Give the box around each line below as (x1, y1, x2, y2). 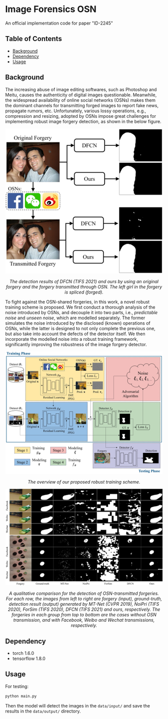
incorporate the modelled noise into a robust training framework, (5, 336, 138, 342)
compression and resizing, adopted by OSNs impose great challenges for (5, 113, 156, 119)
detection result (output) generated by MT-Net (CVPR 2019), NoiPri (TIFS (8, 601, 159, 607)
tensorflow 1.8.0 (12, 655, 46, 661)
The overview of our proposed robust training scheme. (27, 479, 140, 485)
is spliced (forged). (64, 289, 103, 295)
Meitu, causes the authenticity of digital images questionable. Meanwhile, (5, 92, 157, 98)
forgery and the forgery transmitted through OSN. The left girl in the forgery (5, 284, 162, 290)
